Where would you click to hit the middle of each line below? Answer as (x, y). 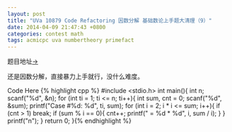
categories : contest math (45, 34)
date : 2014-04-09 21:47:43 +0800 (57, 27)
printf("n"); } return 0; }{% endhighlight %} (70, 121)
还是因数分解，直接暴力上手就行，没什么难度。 (75, 77)
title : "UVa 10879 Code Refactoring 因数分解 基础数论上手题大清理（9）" (110, 21)
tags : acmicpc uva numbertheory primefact (71, 40)
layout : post (27, 14)
